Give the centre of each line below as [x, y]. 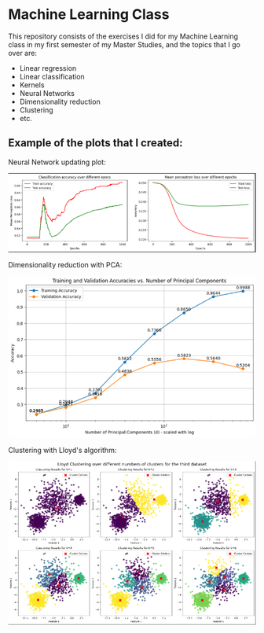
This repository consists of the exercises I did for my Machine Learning [123, 36]
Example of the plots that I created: [95, 143]
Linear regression [48, 68]
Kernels [32, 85]
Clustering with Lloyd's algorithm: [62, 451]
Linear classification [52, 76]
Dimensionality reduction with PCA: [65, 264]
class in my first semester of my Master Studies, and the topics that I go [125, 44]
